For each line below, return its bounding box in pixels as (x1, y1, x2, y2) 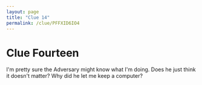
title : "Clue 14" (6, 14, 50, 20)
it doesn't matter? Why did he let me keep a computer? (6, 72, 143, 80)
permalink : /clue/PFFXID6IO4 (6, 20, 80, 26)
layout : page (6, 8, 39, 15)
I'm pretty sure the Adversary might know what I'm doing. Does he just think (6, 66, 196, 73)
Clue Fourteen (6, 46, 79, 60)
